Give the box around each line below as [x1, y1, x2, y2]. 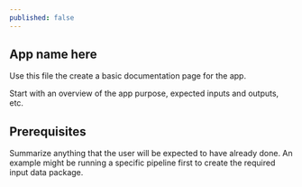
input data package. [9, 167, 84, 178]
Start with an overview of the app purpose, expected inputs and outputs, [9, 88, 279, 99]
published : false [9, 13, 75, 23]
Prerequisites [9, 124, 87, 139]
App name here [9, 47, 97, 62]
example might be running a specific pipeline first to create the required [9, 157, 276, 168]
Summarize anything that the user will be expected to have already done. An [9, 148, 293, 159]
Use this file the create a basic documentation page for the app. [9, 70, 246, 81]
